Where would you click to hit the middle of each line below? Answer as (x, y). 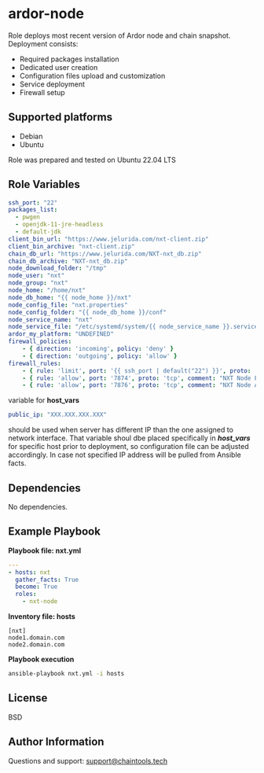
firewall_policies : (40, 342)
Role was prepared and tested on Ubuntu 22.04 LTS (92, 160)
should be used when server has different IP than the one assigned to (121, 430)
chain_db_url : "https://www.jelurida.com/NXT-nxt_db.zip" (105, 254)
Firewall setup (42, 92)
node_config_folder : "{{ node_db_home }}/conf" (88, 312)
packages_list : (33, 210)
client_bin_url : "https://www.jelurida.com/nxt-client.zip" (109, 239)
